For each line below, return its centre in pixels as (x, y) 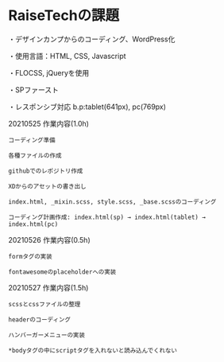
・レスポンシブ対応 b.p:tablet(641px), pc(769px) (87, 107)
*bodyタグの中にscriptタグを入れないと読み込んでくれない (93, 350)
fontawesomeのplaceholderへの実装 (62, 272)
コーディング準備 (32, 140)
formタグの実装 (31, 256)
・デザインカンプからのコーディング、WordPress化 (92, 39)
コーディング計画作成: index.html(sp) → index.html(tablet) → (107, 217)
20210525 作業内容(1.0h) (49, 123)
